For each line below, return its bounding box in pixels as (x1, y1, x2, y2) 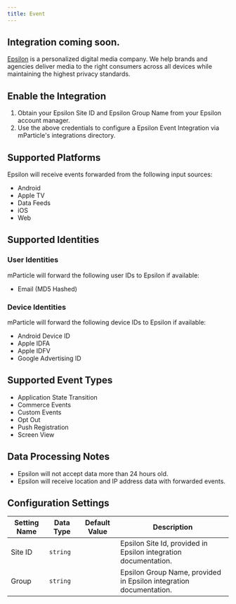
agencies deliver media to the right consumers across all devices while (7, 63, 213, 71)
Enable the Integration (7, 90, 107, 102)
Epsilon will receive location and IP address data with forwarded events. (17, 477, 226, 485)
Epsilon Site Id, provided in (120, 539, 209, 549)
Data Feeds (17, 199, 51, 207)
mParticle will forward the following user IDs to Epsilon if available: (7, 271, 200, 280)
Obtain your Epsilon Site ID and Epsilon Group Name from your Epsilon (17, 109, 222, 117)
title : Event (7, 10, 46, 18)
